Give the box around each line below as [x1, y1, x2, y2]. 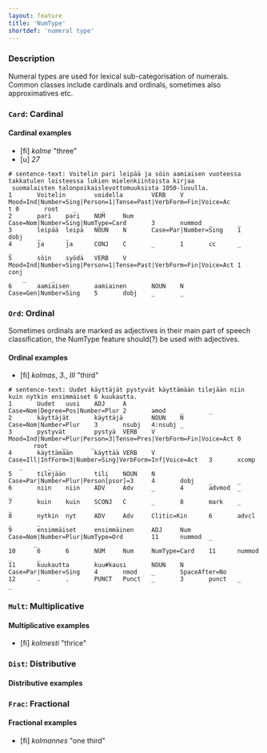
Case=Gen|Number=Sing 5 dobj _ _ [8, 289, 184, 297]
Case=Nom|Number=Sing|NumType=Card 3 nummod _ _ [8, 219, 241, 227]
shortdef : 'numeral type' [8, 26, 94, 34]
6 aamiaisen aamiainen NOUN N [8, 282, 184, 290]
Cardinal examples [8, 128, 72, 138]
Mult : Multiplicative [8, 601, 85, 612]
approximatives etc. [8, 88, 74, 98]
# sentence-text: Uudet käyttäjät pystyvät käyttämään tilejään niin [8, 386, 245, 394]
